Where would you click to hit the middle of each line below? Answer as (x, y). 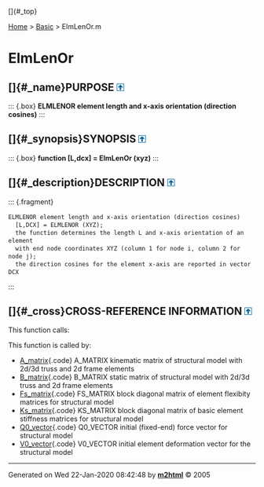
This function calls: (39, 330)
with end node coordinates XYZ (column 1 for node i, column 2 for (128, 248)
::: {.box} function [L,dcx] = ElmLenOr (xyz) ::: (84, 158)
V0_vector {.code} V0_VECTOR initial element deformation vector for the (135, 444)
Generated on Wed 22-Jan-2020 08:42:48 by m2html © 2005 (109, 475)
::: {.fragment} (31, 201)
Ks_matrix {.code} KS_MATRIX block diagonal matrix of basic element (131, 411)
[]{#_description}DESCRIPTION (86, 183)
